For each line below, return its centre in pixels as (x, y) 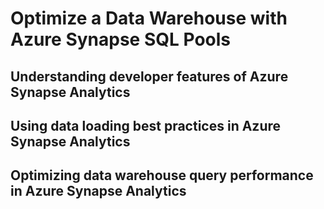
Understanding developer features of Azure (149, 76)
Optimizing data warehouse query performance (162, 175)
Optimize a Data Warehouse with (149, 18)
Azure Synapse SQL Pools (120, 39)
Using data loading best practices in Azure (146, 125)
